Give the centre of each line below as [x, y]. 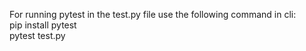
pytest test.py [37, 35]
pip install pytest [43, 25]
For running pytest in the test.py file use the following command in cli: [153, 14]
